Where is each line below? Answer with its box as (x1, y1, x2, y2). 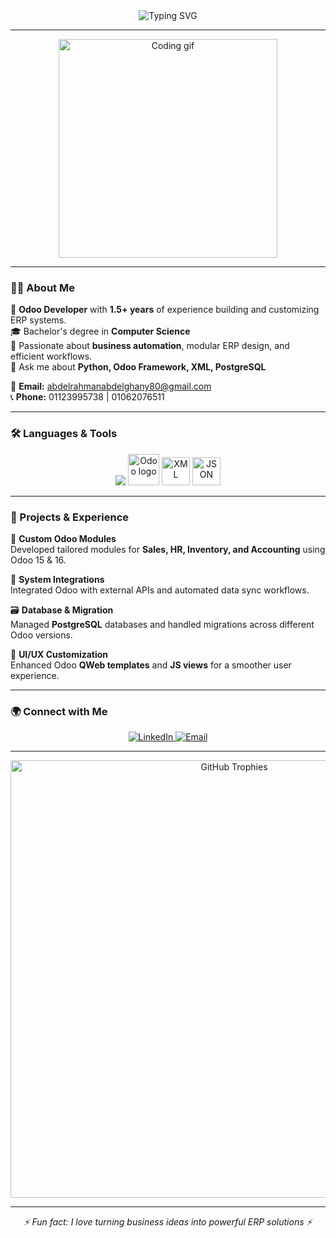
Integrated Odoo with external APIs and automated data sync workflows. (10, 584, 310, 596)
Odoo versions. (10, 629, 73, 641)
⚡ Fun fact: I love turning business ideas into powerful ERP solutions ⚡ (23, 1216, 313, 1228)
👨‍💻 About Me (10, 280, 75, 294)
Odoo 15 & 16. (10, 554, 67, 566)
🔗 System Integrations (10, 573, 105, 585)
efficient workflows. (10, 350, 93, 363)
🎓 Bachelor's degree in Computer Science (10, 325, 191, 338)
